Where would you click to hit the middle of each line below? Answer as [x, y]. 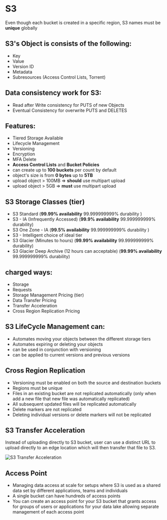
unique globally [21, 28]
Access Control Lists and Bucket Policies [56, 165]
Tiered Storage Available [38, 138]
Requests [22, 290]
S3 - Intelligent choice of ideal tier [47, 235]
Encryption [24, 154]
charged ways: [29, 272]
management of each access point [48, 512]
